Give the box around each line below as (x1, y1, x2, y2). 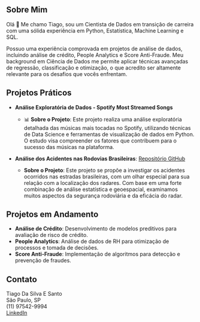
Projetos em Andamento (6, 209, 99, 220)
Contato (6, 274, 37, 284)
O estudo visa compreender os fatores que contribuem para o (23, 137, 177, 144)
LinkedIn (6, 309, 28, 317)
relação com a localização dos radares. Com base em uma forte (23, 179, 182, 186)
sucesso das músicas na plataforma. (23, 143, 115, 150)
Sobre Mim (6, 5, 48, 15)
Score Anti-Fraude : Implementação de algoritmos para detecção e (14, 251, 181, 258)
